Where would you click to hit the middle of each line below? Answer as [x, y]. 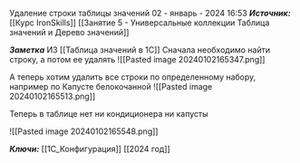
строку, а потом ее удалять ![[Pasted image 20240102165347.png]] [137, 59]
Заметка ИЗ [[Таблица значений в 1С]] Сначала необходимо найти [140, 50]
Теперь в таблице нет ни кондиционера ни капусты [109, 114]
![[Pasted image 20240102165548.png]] [84, 131]
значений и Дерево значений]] [69, 32]
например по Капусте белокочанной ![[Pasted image [111, 86]
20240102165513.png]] [53, 96]
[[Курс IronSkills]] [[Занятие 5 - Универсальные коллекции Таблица [140, 23]
